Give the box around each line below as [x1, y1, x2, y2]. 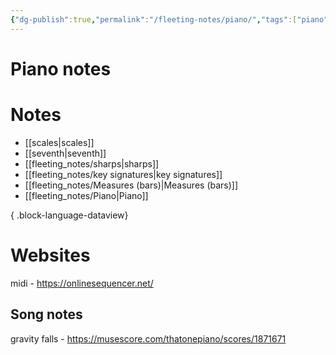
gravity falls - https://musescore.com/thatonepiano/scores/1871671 [10, 332, 287, 345]
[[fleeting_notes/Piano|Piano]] [24, 189, 149, 201]
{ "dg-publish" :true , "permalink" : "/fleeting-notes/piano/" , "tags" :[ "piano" [10, 14, 329, 25]
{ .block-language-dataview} [10, 209, 129, 221]
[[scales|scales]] [24, 136, 95, 148]
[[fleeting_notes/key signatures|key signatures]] [24, 168, 223, 180]
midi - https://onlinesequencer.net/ [10, 277, 154, 289]
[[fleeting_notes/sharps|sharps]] [24, 157, 160, 170]
